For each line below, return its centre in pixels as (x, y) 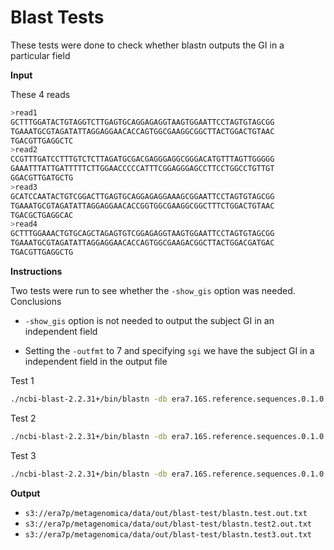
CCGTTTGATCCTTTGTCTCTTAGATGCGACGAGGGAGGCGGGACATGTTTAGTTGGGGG (142, 159)
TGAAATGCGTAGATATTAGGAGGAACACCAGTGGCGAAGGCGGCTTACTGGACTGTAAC (142, 131)
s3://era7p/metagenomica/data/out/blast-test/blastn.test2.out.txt (168, 524)
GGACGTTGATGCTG (42, 178)
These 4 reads (40, 94)
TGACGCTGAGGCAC (42, 215)
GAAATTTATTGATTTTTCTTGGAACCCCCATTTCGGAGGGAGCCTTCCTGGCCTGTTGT (142, 169)
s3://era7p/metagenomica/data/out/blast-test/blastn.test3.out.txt (168, 534)
